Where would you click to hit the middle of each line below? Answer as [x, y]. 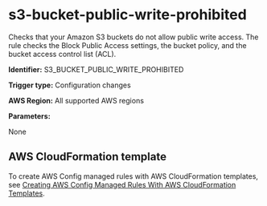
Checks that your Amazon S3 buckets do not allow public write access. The [133, 37]
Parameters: [29, 116]
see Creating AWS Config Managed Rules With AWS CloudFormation [122, 184]
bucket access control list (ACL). [62, 54]
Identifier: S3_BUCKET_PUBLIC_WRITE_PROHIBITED [96, 69]
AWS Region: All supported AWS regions [76, 100]
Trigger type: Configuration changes [70, 85]
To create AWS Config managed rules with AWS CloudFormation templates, [133, 176]
